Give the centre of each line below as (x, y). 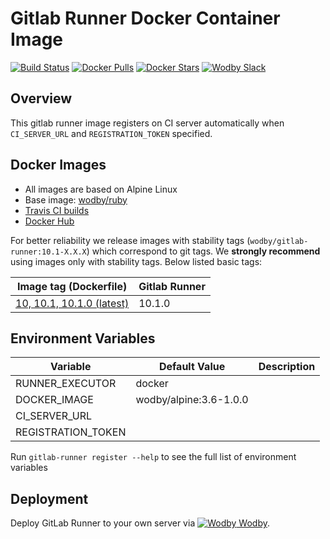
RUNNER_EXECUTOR (66, 384)
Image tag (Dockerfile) (72, 286)
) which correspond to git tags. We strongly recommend (203, 251)
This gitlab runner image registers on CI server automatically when (147, 123)
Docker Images (58, 165)
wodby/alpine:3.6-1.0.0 (192, 400)
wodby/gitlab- (279, 241)
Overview (41, 98)
